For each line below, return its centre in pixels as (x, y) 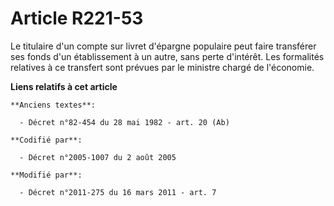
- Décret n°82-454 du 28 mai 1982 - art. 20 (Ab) (124, 122)
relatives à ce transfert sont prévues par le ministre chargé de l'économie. (162, 67)
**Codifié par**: (46, 140)
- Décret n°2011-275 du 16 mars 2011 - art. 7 (118, 192)
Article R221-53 (77, 18)
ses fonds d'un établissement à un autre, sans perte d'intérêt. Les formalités (167, 56)
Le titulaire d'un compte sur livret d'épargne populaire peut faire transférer (163, 46)
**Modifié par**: (46, 175)
